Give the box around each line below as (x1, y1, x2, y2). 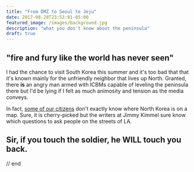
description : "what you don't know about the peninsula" (6, 25, 150, 31)
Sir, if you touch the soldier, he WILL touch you (6, 135, 182, 145)
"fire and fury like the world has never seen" (6, 53, 174, 63)
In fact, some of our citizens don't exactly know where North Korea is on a (6, 105, 188, 112)
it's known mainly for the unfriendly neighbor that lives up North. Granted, (6, 75, 187, 82)
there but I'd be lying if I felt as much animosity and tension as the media (6, 87, 184, 94)
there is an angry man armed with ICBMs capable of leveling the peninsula (6, 81, 189, 88)
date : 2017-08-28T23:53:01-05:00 (6, 14, 89, 20)
